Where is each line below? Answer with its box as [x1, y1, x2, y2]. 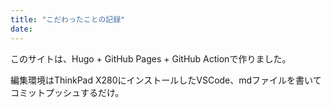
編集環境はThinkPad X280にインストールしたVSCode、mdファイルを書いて [10, 74, 322, 86]
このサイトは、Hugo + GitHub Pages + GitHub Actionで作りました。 [10, 52, 292, 65]
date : [10, 24, 33, 34]
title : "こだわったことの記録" [10, 14, 126, 25]
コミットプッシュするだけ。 [10, 86, 125, 98]
